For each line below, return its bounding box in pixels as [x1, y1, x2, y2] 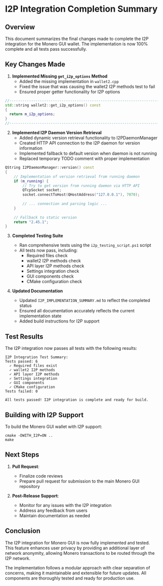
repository [19, 483, 40, 489]
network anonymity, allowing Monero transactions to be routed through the [5, 550, 155, 556]
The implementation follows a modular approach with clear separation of [5, 565, 150, 570]
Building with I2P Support [5, 411, 84, 419]
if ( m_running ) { [14, 179, 49, 183]
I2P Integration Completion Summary [5, 3, 158, 15]
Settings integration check [26, 268, 79, 274]
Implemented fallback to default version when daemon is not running [19, 150, 157, 157]
